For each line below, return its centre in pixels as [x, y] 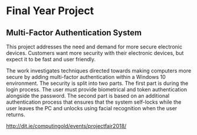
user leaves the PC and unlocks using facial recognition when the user [92, 108]
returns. [16, 114]
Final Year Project [50, 11]
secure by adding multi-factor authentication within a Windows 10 [86, 77]
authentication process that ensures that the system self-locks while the [94, 102]
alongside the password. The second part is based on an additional [88, 96]
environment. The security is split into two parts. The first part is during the [97, 83]
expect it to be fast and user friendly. [51, 59]
